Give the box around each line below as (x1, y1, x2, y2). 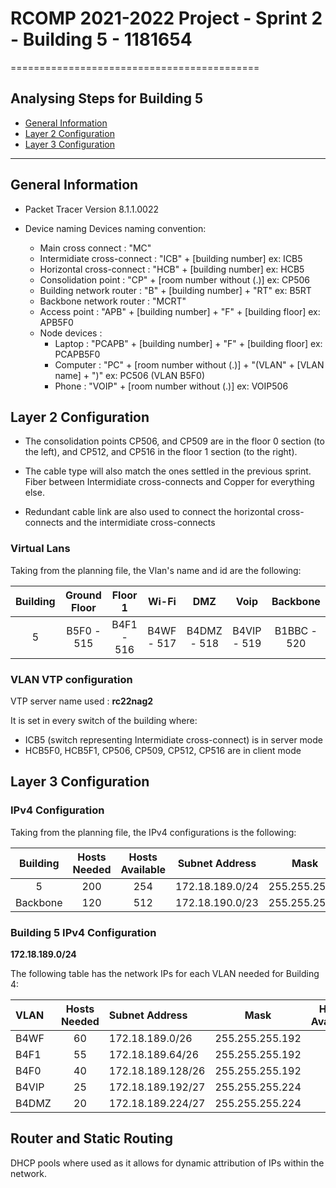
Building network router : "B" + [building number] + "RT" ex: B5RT (39, 284, 312, 296)
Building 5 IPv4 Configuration (10, 925, 157, 939)
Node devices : (39, 327, 103, 339)
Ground (64, 588, 102, 602)
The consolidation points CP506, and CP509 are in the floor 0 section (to (24, 435, 325, 447)
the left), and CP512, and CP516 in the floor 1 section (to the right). (24, 446, 298, 458)
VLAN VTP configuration (10, 672, 133, 686)
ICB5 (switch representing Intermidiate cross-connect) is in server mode (24, 733, 323, 746)
